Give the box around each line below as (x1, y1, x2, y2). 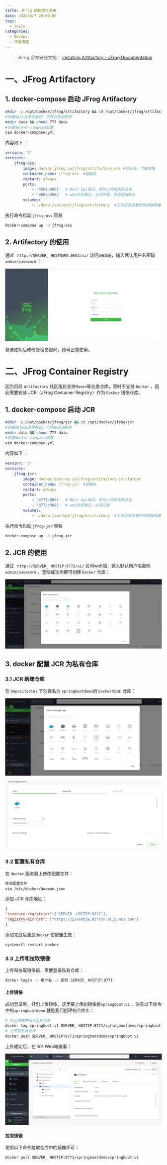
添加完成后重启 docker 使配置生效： (5, 932, 77, 938)
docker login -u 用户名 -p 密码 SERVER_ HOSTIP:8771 (5, 978, 113, 983)
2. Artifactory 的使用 (5, 238, 69, 246)
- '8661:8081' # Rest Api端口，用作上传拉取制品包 (31, 187, 132, 192)
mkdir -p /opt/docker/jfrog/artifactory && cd (5, 109, 103, 114)
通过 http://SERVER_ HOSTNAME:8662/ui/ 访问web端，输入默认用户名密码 (5, 252, 156, 258)
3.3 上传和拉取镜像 (5, 955, 51, 962)
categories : (5, 29, 30, 34)
